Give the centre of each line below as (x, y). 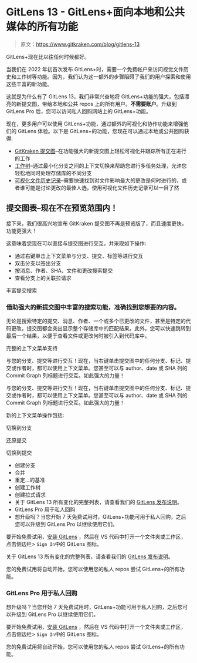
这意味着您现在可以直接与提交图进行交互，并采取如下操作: (76, 243)
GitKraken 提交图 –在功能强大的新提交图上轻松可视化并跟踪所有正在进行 (100, 151)
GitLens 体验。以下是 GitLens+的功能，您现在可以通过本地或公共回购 (101, 131)
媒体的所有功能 (42, 27)
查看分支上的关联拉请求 (43, 278)
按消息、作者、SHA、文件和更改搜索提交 (64, 270)
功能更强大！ (21, 231)
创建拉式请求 (30, 495)
